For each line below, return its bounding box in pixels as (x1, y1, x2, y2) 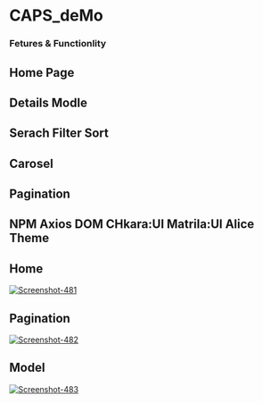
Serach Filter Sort (9, 126, 109, 141)
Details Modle (9, 95, 87, 110)
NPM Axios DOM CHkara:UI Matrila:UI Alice (9, 216, 255, 232)
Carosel (9, 155, 53, 171)
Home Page (9, 64, 75, 80)
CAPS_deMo (9, 5, 104, 26)
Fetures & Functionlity (9, 38, 107, 50)
